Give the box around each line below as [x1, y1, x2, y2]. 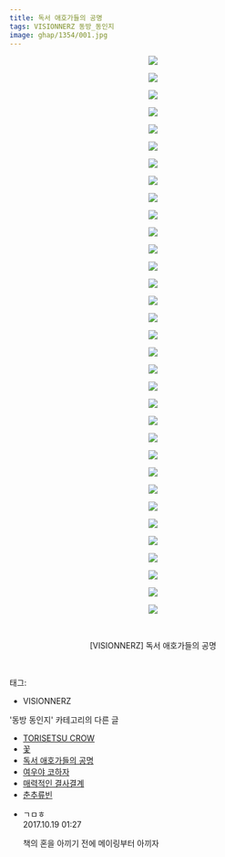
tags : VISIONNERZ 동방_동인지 [9, 22, 115, 31]
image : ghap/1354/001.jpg [9, 30, 107, 39]
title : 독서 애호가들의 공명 [9, 13, 103, 23]
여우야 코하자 [22, 766, 70, 777]
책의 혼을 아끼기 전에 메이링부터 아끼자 [22, 838, 159, 849]
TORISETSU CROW [22, 733, 96, 744]
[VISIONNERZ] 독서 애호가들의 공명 [89, 640, 217, 651]
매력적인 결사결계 [22, 778, 85, 789]
